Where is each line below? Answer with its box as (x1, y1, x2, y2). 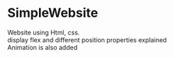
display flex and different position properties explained (7, 35, 167, 44)
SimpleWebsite (7, 5, 98, 21)
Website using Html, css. (7, 28, 80, 37)
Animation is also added (7, 43, 78, 51)
